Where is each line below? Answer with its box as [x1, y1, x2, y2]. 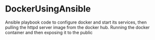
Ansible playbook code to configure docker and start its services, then [5, 19, 147, 25]
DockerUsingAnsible [5, 3, 91, 14]
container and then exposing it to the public [5, 29, 93, 35]
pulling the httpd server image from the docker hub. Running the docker [5, 24, 150, 30]
